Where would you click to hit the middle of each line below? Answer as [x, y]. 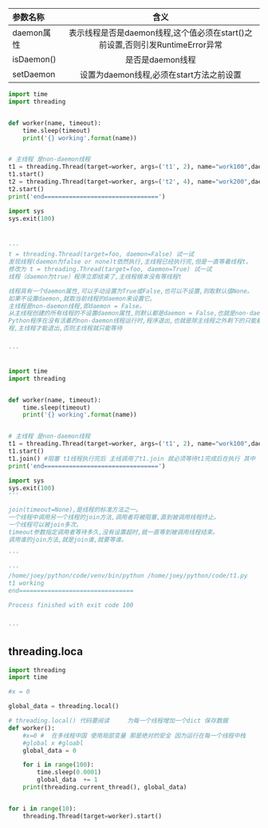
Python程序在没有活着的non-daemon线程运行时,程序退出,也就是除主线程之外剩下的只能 [132, 321]
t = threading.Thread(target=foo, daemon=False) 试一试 [101, 254]
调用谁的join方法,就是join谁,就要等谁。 [68, 539]
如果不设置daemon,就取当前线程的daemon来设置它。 [82, 298]
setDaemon [34, 74]
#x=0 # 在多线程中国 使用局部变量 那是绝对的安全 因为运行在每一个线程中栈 [134, 735]
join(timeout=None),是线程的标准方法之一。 [75, 510]
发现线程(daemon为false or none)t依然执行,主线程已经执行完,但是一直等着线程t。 [130, 262]
